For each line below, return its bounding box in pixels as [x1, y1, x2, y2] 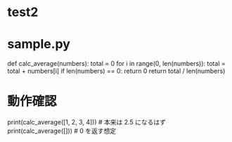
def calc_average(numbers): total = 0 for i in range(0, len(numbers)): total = [7, 59, 226, 68]
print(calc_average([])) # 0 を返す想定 [7, 127, 117, 135]
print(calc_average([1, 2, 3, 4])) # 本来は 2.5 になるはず [7, 118, 167, 127]
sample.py [7, 36, 70, 52]
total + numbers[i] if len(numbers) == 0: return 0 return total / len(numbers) [7, 67, 226, 76]
